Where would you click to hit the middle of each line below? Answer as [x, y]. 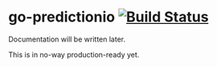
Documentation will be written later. [67, 39]
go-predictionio [61, 17]
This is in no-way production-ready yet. [74, 54]
